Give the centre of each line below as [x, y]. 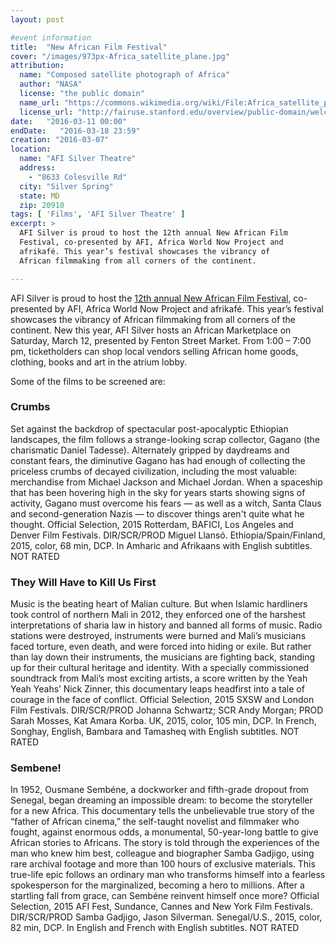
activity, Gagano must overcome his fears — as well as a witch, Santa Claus [166, 503]
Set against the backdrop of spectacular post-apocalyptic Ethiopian [149, 428]
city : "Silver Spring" [66, 186]
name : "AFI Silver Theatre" [78, 159]
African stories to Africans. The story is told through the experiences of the [165, 843]
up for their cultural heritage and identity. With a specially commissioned [160, 668]
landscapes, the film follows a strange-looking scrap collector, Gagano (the [165, 439]
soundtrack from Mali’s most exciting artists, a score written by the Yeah [159, 678]
